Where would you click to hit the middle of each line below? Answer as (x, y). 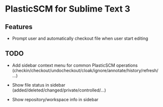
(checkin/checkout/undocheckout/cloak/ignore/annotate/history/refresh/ (85, 70)
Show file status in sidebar (39, 85)
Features (19, 27)
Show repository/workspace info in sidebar (55, 99)
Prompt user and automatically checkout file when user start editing (80, 38)
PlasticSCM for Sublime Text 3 (68, 9)
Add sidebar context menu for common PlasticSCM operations (75, 65)
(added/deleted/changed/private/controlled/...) (59, 90)
